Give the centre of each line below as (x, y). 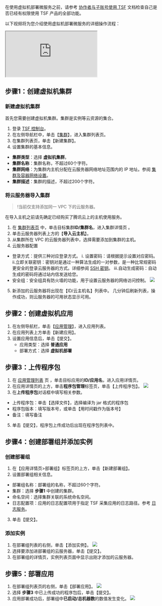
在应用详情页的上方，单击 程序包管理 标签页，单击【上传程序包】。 (77, 386)
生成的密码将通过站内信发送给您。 (46, 274)
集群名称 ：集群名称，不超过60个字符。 (51, 163)
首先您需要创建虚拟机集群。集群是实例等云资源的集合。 (60, 118)
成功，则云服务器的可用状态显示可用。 (55, 296)
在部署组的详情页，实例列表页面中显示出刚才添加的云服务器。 (74, 557)
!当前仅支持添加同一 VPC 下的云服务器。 (57, 206)
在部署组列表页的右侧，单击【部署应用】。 (54, 587)
